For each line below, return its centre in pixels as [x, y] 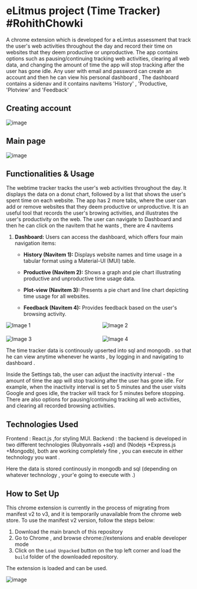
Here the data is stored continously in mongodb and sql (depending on [92, 469]
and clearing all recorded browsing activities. [61, 406]
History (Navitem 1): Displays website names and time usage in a [103, 255]
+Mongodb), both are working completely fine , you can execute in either [95, 451]
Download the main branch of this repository [69, 532]
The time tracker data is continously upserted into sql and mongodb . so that [99, 351]
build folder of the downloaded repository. [66, 557]
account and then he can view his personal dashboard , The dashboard [93, 77]
